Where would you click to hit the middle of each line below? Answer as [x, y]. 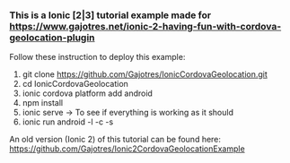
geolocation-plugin [53, 38]
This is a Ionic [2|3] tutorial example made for [110, 15]
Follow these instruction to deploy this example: [97, 57]
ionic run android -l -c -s [68, 122]
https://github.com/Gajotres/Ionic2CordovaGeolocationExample [127, 149]
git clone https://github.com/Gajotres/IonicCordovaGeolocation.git [145, 74]
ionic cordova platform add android [87, 93]
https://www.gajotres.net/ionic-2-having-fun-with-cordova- [145, 26]
